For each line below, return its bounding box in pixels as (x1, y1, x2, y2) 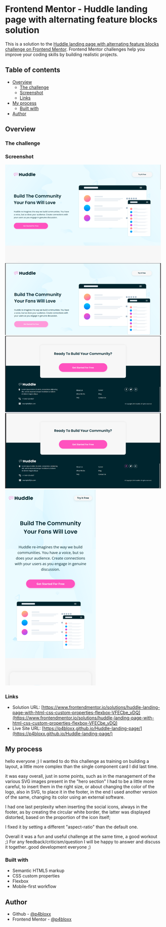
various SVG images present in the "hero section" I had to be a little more (5, 778, 154, 784)
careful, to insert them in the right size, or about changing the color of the (5, 783, 155, 789)
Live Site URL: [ (12, 725, 44, 732)
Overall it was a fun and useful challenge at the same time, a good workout (5, 833, 158, 839)
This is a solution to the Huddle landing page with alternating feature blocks (5, 41, 159, 47)
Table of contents (5, 66, 60, 74)
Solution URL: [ (12, 704, 43, 710)
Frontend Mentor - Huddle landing (5, 3, 148, 15)
